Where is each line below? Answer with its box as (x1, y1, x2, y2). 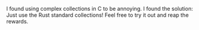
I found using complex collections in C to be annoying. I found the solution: (6, 5, 193, 12)
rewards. (6, 18, 29, 25)
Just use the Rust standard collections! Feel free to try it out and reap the (6, 11, 189, 19)
